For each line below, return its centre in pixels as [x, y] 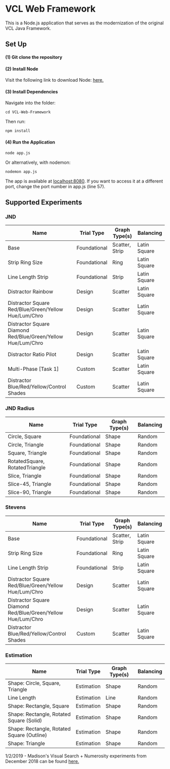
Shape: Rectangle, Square [38, 706]
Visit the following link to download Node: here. [54, 80]
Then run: [15, 122]
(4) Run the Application [30, 142]
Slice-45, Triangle [30, 484]
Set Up [16, 44]
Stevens [16, 507]
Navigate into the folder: [30, 103]
